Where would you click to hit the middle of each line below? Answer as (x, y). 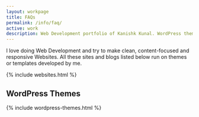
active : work (22, 28)
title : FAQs (21, 17)
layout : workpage (28, 12)
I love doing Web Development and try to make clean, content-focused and (98, 50)
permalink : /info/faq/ (34, 23)
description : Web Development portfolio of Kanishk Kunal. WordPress (94, 34)
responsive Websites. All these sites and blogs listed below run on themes (97, 57)
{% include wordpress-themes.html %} (54, 107)
